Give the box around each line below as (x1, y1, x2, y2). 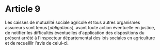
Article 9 (5, 3, 41, 15)
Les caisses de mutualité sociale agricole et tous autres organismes (5, 19, 141, 25)
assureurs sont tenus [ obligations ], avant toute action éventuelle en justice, (5, 24, 155, 30)
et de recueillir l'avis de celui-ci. (5, 40, 69, 46)
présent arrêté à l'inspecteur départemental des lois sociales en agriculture (5, 35, 155, 41)
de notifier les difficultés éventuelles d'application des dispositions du (5, 30, 144, 35)
